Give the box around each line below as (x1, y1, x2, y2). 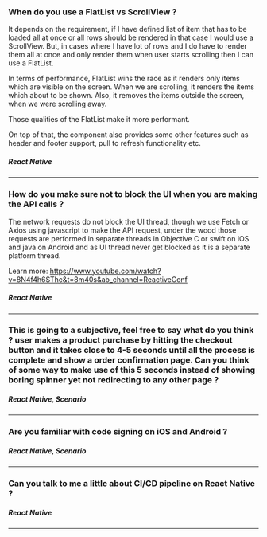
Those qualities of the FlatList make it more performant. (8, 115, 191, 124)
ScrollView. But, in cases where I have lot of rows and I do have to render (8, 41, 248, 51)
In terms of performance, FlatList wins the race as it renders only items (8, 74, 240, 84)
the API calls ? (8, 198, 64, 210)
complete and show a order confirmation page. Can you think (8, 355, 250, 366)
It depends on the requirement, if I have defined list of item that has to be (8, 25, 248, 34)
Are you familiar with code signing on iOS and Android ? (8, 426, 228, 437)
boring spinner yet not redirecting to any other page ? (8, 374, 219, 386)
